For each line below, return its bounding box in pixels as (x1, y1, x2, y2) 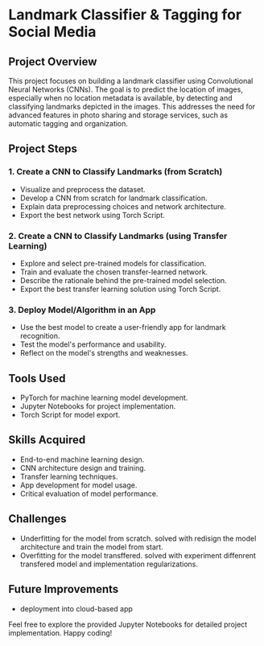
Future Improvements (8, 582, 119, 596)
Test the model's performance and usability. (19, 339, 167, 349)
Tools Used (8, 372, 66, 385)
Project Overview (8, 55, 97, 68)
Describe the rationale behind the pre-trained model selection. (19, 275, 227, 285)
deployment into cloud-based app (19, 603, 133, 613)
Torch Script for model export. (19, 410, 121, 420)
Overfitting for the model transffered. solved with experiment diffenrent (19, 550, 256, 560)
